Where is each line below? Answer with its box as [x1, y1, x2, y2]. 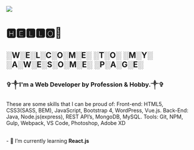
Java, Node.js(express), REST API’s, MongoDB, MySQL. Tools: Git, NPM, [6, 113, 183, 120]
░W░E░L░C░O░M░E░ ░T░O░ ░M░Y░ [6, 50, 153, 60]
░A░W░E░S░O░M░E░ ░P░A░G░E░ [6, 60, 144, 70]
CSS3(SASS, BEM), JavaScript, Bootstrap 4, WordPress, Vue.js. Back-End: [6, 107, 189, 114]
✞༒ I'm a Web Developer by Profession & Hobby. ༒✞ [6, 80, 164, 89]
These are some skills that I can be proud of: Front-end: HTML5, [6, 100, 164, 107]
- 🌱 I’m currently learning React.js [6, 137, 89, 144]
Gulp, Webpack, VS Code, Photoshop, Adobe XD [6, 119, 126, 126]
